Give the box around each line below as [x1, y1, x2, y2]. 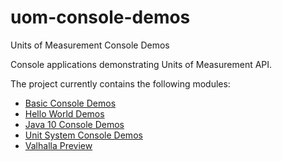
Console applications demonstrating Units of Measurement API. [10, 58, 273, 70]
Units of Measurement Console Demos [10, 39, 170, 51]
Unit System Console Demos [24, 129, 143, 141]
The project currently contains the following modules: [10, 77, 231, 90]
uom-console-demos [10, 6, 191, 29]
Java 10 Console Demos [24, 118, 125, 130]
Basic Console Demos [24, 97, 117, 109]
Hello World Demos [24, 107, 105, 120]
